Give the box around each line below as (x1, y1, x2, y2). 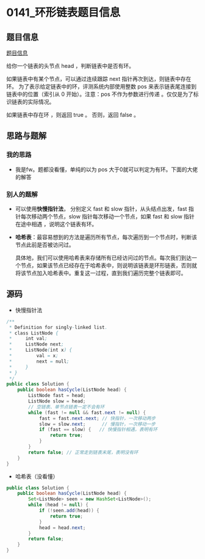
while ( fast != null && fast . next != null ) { (28, 409, 146, 416)
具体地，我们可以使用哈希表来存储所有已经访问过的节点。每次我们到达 (15, 254, 192, 261)
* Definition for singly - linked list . (9, 324, 108, 330)
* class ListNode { (9, 330, 59, 336)
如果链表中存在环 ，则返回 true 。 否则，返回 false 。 (6, 111, 139, 118)
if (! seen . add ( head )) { (38, 508, 99, 514)
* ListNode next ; (9, 341, 64, 347)
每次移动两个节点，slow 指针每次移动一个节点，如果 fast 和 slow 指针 (20, 212, 195, 220)
